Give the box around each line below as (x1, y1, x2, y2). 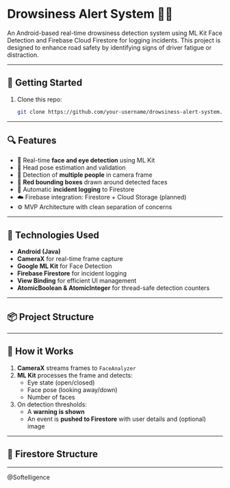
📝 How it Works (7, 345, 74, 357)
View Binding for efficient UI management (16, 277, 137, 285)
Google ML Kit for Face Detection (16, 262, 112, 270)
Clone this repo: (16, 95, 62, 103)
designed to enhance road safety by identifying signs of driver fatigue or (7, 43, 212, 51)
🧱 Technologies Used (7, 229, 99, 241)
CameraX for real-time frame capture (16, 255, 123, 263)
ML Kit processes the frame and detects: (16, 371, 133, 379)
